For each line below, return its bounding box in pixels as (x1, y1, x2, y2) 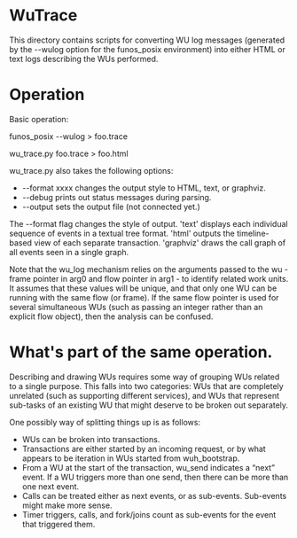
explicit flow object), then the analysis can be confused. (9, 311, 214, 322)
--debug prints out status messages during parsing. (21, 191, 212, 202)
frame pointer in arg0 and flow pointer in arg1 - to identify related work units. (9, 273, 289, 284)
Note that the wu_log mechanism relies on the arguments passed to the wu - (9, 263, 289, 275)
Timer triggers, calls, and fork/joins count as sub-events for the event (21, 509, 277, 519)
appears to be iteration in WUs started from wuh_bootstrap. (21, 453, 240, 464)
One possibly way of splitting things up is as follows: (9, 417, 201, 427)
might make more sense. (21, 500, 113, 511)
